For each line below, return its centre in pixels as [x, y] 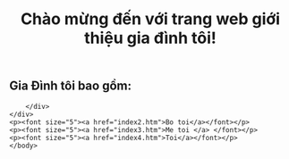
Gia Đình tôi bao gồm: [71, 86]
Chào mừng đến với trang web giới [150, 19]
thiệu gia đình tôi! [150, 38]
